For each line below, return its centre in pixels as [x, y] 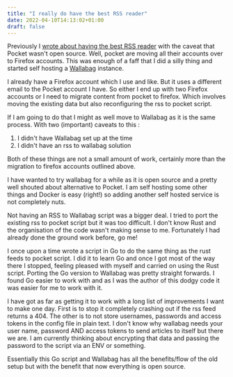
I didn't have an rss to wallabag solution [74, 146]
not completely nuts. [37, 202]
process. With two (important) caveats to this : [74, 125]
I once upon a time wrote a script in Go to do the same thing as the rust [109, 251]
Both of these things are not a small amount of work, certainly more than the [116, 159]
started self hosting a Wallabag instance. [65, 68]
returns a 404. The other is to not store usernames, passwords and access [114, 316]
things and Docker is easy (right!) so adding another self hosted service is [113, 194]
